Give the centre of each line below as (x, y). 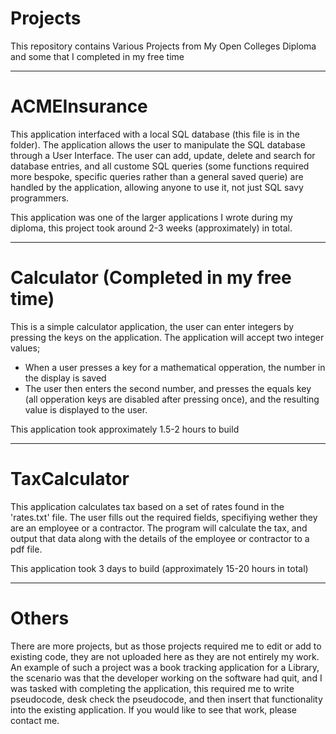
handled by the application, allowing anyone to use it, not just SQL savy (157, 187)
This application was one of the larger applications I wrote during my (151, 217)
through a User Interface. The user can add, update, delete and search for (163, 155)
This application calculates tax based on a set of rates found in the (147, 506)
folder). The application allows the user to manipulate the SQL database (158, 144)
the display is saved (65, 378)
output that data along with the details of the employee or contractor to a (160, 538)
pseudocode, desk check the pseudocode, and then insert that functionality (166, 699)
